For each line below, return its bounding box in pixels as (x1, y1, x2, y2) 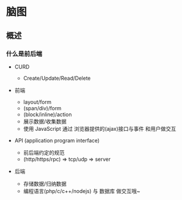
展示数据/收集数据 (23, 118, 67, 125)
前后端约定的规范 (23, 149, 65, 156)
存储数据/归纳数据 (23, 180, 67, 187)
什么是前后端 (6, 49, 43, 57)
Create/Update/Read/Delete (23, 74, 91, 82)
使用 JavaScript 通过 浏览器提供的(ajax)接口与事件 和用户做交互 (23, 125, 177, 132)
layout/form (23, 98, 51, 106)
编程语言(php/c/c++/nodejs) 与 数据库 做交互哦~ (23, 187, 140, 194)
